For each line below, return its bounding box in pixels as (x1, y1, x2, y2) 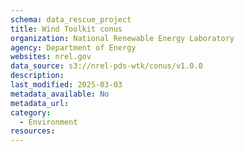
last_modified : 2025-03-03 (10, 80, 123, 90)
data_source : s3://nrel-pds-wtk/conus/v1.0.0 (10, 61, 203, 71)
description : (10, 71, 65, 81)
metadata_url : (10, 98, 70, 108)
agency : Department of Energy (10, 42, 137, 53)
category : (10, 107, 52, 118)
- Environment (19, 117, 78, 127)
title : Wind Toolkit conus (10, 24, 123, 34)
